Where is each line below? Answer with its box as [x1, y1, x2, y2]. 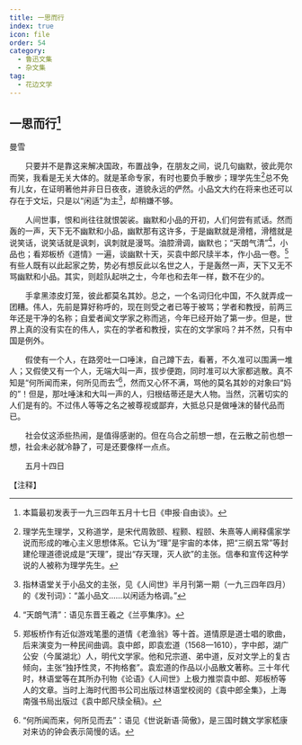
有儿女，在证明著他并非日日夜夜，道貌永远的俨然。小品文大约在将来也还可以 [9, 183, 293, 194]
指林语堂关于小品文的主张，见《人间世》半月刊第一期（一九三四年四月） [22, 579, 290, 590]
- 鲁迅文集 [17, 55, 53, 64]
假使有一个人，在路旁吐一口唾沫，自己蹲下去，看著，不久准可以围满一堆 [24, 354, 293, 365]
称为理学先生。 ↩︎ [53, 559, 119, 571]
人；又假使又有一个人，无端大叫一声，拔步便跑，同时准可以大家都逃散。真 [9, 366, 285, 377]
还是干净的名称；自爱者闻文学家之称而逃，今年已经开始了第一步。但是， [16, 313, 285, 324]
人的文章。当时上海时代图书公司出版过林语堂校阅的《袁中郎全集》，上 [22, 684, 279, 695]
